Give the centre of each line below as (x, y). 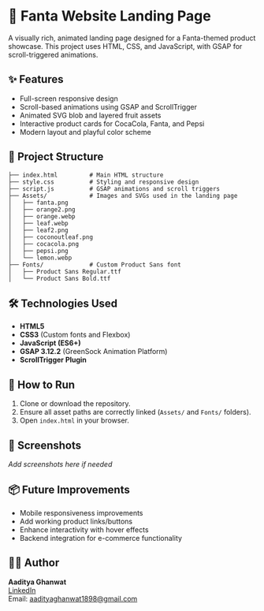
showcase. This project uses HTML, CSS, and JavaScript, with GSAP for (125, 46)
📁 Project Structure (56, 157)
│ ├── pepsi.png (38, 251)
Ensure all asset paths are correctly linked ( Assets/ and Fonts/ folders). (135, 412)
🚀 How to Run (42, 384)
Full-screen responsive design (69, 99)
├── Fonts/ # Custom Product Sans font (95, 265)
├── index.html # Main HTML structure (86, 175)
